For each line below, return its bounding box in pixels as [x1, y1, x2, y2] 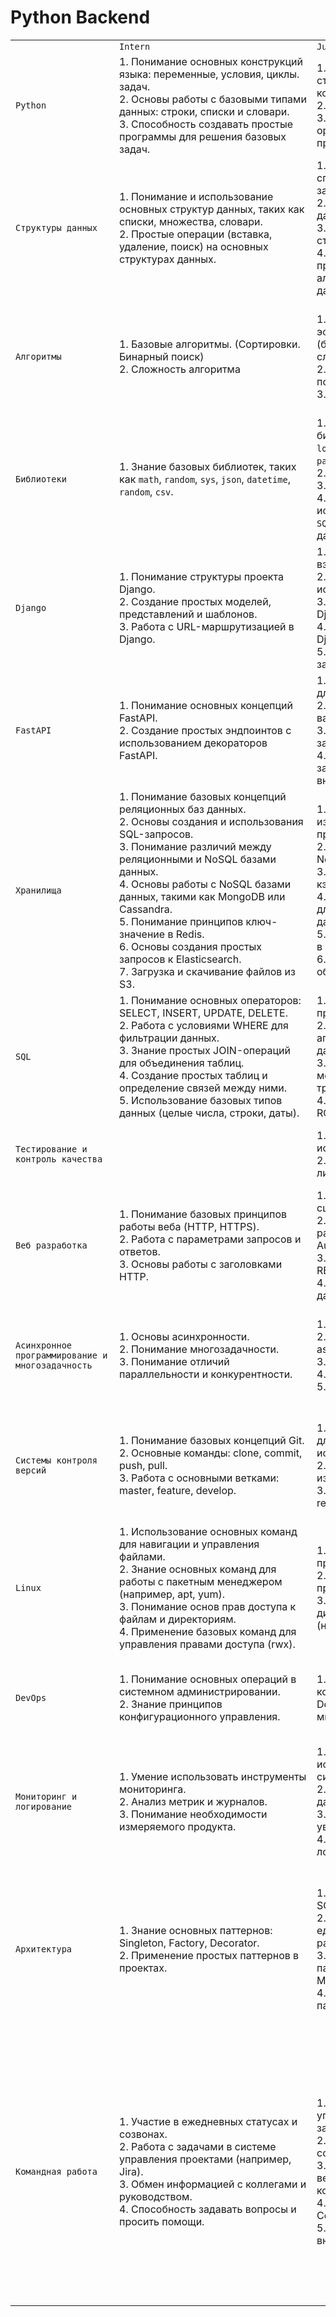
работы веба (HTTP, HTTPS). [119, 1219, 260, 1233]
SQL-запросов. [119, 827, 194, 841]
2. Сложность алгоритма [119, 362, 241, 376]
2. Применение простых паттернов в [119, 1948, 300, 1962]
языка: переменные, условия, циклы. [119, 67, 300, 81]
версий [15, 1464, 47, 1476]
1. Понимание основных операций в [119, 1672, 297, 1686]
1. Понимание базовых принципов [119, 1207, 288, 1221]
